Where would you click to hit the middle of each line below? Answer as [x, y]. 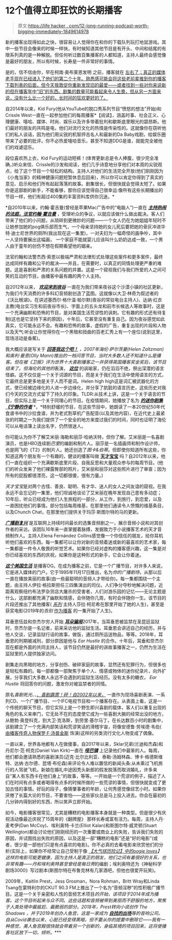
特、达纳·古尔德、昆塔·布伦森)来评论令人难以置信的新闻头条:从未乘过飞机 [82, 763]
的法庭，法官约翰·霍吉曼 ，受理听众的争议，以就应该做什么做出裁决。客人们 [85, 214]
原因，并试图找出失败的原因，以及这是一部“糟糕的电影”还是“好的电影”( [79, 838]
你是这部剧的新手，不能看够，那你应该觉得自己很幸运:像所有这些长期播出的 [84, 190]
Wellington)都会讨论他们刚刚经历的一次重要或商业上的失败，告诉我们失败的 [84, 832]
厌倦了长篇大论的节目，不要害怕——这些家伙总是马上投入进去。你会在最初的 [86, 795]
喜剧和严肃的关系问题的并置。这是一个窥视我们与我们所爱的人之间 [92, 269]
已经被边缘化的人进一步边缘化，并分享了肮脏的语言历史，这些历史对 [90, 387]
